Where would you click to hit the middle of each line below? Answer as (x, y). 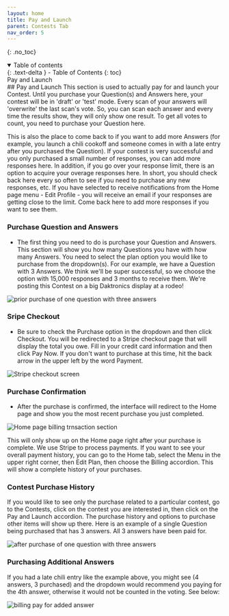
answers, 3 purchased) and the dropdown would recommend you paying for (114, 584)
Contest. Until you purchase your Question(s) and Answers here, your (105, 94)
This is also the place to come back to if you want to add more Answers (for (114, 137)
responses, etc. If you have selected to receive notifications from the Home (113, 188)
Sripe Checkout (33, 317)
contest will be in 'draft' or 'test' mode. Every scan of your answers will (107, 102)
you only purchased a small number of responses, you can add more (104, 159)
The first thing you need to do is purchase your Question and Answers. (117, 242)
